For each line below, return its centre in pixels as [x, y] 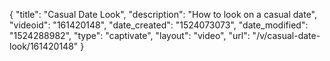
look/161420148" [44, 46]
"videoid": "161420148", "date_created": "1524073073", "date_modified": [159, 25]
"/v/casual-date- [286, 35]
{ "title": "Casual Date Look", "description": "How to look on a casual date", [163, 14]
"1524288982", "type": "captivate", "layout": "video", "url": [130, 35]
